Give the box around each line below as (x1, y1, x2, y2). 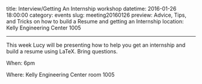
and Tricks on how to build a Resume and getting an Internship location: (6, 18, 185, 25)
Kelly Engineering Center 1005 (6, 24, 81, 31)
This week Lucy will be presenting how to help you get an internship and (6, 41, 186, 49)
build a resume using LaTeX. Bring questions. (6, 48, 118, 55)
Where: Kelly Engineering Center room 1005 (6, 71, 115, 78)
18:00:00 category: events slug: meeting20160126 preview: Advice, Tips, (6, 11, 186, 19)
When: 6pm (6, 59, 35, 67)
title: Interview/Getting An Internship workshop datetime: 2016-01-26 (6, 5, 177, 12)
